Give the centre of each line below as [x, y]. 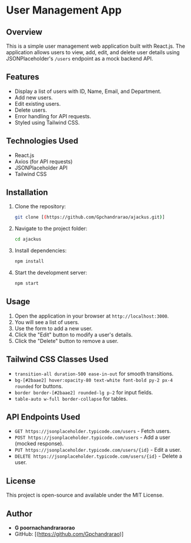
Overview [24, 32]
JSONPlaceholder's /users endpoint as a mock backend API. [80, 59]
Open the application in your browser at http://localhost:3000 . [92, 316]
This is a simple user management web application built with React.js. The [95, 46]
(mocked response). [39, 444]
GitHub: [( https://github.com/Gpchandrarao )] [69, 534]
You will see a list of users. [47, 322]
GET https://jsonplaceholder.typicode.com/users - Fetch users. [93, 431]
